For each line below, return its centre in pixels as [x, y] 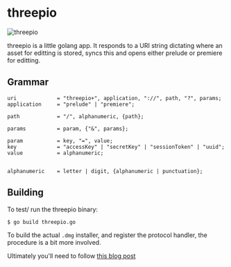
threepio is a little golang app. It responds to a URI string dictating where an [115, 45]
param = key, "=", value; [60, 140]
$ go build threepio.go [42, 222]
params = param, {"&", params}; [68, 129]
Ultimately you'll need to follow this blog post [71, 256]
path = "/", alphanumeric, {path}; [76, 116]
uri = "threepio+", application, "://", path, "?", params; [114, 98]
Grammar [28, 82]
